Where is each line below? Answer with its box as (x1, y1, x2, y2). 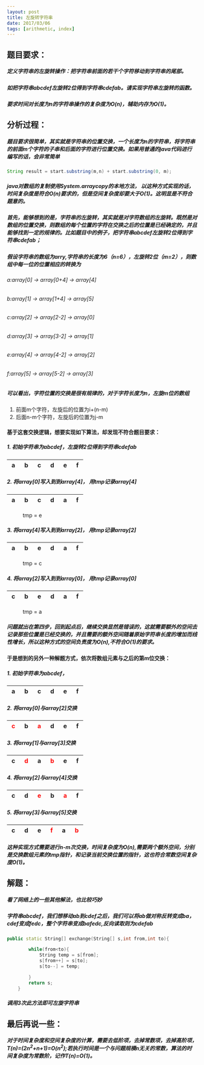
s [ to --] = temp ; (39, 963, 80, 969)
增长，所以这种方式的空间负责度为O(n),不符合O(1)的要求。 (11, 639, 158, 646)
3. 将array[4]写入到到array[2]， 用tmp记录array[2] (7, 527, 136, 534)
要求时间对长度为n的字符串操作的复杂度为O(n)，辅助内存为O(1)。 (7, 100, 170, 108)
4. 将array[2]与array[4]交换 (7, 774, 78, 781)
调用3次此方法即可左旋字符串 (7, 999, 80, 1007)
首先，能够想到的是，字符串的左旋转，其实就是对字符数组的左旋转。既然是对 (7, 214, 197, 221)
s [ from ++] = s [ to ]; (39, 958, 88, 964)
